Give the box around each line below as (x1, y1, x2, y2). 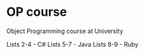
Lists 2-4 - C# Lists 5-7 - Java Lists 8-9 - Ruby (6, 40, 139, 48)
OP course (6, 4, 68, 20)
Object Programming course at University (6, 27, 124, 35)
